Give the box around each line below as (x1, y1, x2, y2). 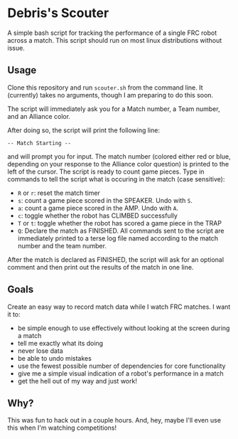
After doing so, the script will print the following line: (7, 126, 160, 134)
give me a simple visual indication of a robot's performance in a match (17, 369, 224, 378)
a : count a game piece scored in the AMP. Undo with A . (17, 203, 179, 212)
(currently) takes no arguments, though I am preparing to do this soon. (7, 90, 214, 99)
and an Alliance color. (7, 112, 71, 120)
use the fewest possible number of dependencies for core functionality (17, 361, 226, 370)
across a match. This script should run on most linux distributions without (7, 36, 222, 44)
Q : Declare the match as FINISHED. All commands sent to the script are (17, 226, 225, 235)
